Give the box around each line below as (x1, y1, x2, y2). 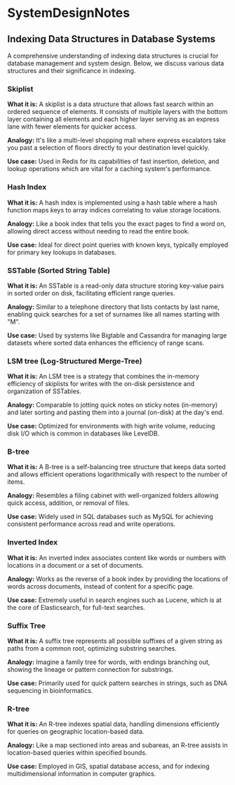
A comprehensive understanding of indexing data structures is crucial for (7, 51, 219, 60)
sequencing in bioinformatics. (7, 687, 93, 695)
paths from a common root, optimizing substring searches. (7, 644, 177, 653)
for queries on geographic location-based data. (7, 727, 145, 736)
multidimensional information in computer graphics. (7, 770, 156, 778)
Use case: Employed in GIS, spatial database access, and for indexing (7, 762, 210, 771)
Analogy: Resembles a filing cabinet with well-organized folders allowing (7, 491, 219, 500)
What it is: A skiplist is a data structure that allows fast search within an (7, 100, 214, 108)
